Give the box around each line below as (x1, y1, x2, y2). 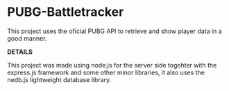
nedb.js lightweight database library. (7, 75, 112, 83)
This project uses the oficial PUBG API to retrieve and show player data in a (7, 27, 222, 35)
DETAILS (7, 48, 33, 56)
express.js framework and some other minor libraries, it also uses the (7, 68, 205, 77)
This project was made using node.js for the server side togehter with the (7, 61, 217, 69)
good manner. (7, 34, 47, 42)
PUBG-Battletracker (7, 4, 124, 20)
